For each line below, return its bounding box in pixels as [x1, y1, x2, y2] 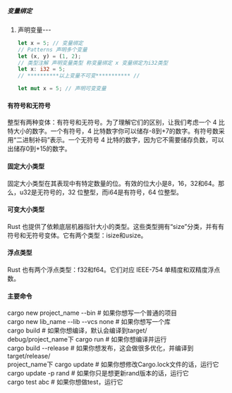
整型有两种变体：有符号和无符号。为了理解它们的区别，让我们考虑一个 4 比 [7, 118, 225, 127]
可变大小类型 [7, 205, 44, 214]
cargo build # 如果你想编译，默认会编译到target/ [7, 326, 147, 335]
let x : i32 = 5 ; [17, 65, 66, 73]
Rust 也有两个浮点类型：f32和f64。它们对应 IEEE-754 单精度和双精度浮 [7, 265, 214, 274]
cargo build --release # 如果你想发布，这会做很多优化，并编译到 [7, 344, 194, 352]
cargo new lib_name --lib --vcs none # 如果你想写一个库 [7, 318, 171, 326]
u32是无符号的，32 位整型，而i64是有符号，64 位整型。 [19, 187, 183, 196]
